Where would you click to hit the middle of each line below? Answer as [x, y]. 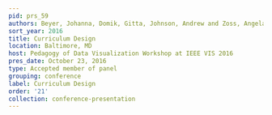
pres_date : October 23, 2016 [57, 62]
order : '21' [28, 91]
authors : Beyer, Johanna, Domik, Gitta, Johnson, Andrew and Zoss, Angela [137, 23]
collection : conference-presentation [72, 99]
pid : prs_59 [28, 16]
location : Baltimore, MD [50, 46]
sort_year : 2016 [36, 31]
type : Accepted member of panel [63, 69]
